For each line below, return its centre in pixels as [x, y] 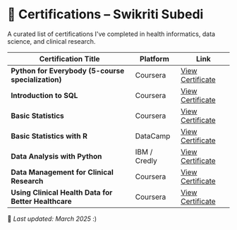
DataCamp [153, 135]
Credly [146, 160]
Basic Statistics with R [49, 135]
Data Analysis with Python [56, 156]
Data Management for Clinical [62, 172]
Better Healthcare [41, 201]
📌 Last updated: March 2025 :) [52, 219]
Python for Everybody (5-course [68, 71]
